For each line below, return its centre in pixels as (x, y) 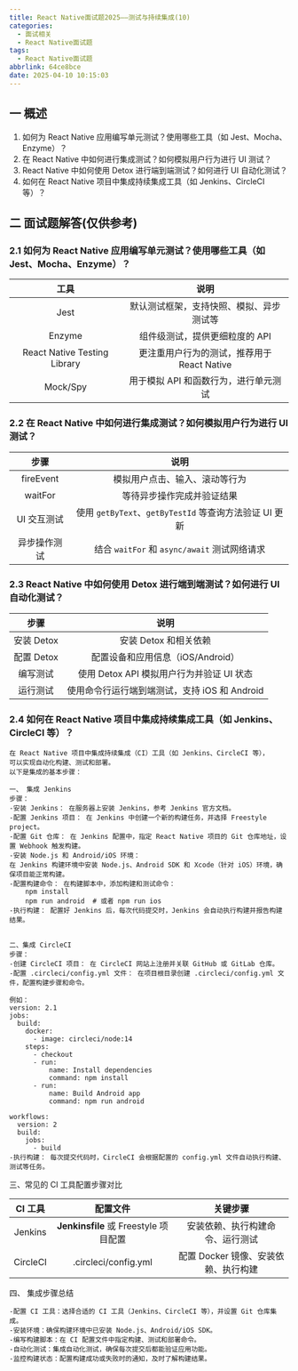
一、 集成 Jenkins (40, 790)
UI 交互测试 (40, 519)
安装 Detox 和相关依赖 (165, 640)
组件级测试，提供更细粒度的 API (205, 336)
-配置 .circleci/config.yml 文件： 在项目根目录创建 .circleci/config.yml (141, 974)
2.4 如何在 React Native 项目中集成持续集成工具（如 (121, 719)
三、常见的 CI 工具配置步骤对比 (66, 1185)
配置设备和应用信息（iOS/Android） (165, 657)
